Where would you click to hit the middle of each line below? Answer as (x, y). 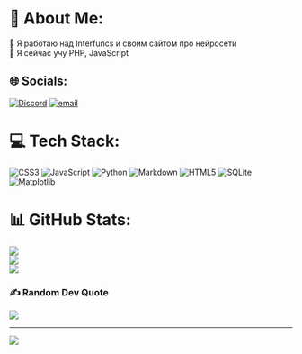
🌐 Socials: (39, 82)
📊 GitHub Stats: (71, 219)
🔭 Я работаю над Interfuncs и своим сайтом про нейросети (123, 43)
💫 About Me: (57, 18)
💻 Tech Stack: (65, 141)
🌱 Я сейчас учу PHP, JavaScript (69, 52)
